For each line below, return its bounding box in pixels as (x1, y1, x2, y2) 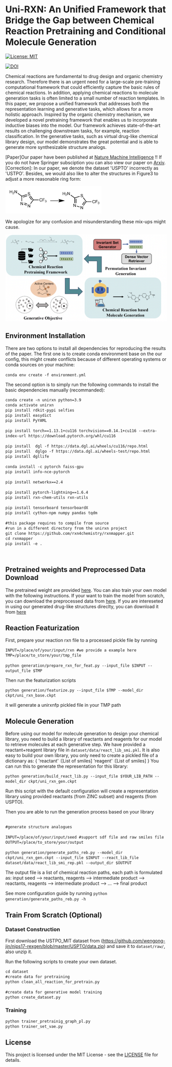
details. (5, 1057, 21, 1063)
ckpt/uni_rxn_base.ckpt (5, 693, 56, 699)
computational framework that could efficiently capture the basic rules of (5, 84, 160, 90)
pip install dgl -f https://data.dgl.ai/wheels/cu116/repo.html (5, 443, 148, 449)
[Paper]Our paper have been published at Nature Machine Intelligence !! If (5, 154, 162, 160)
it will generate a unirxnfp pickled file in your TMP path (5, 702, 122, 708)
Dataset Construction (5, 926, 61, 933)
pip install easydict (5, 413, 52, 418)
